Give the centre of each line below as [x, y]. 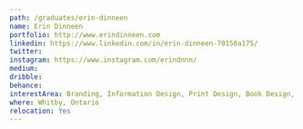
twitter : [26, 52]
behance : [26, 85]
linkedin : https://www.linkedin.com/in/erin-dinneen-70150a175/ [134, 43]
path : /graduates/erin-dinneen [69, 18]
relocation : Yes [40, 111]
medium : [24, 69]
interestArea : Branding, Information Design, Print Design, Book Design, [152, 94]
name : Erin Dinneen [46, 26]
